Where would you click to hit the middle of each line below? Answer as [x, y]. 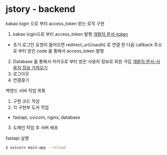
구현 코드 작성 [26, 101]
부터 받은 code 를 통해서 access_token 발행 [61, 51]
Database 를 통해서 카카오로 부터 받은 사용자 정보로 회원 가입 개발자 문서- [84, 61]
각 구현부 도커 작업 [31, 107]
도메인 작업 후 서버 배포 [36, 127]
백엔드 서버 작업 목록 [26, 90]
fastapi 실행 [17, 138]
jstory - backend [41, 9]
